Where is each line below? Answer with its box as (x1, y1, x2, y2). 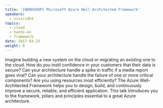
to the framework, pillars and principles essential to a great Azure (5, 93, 136, 99)
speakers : (5, 12, 25, 17)
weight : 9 (5, 43, 25, 48)
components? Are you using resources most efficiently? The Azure (5, 77, 139, 83)
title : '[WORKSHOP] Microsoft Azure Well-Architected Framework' (5, 7, 140, 12)
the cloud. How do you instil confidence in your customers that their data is (5, 62, 156, 68)
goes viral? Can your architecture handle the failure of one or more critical (5, 72, 153, 78)
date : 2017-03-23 (5, 39, 40, 44)
